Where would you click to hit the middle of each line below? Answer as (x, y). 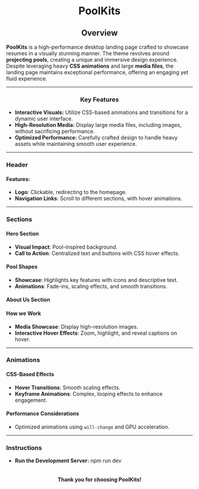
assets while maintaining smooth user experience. (76, 144)
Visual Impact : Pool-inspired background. (66, 247)
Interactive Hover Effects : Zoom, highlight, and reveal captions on (96, 333)
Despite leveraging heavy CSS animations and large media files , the (90, 66)
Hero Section (23, 233)
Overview (99, 33)
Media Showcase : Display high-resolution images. (76, 326)
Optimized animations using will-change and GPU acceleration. (92, 427)
